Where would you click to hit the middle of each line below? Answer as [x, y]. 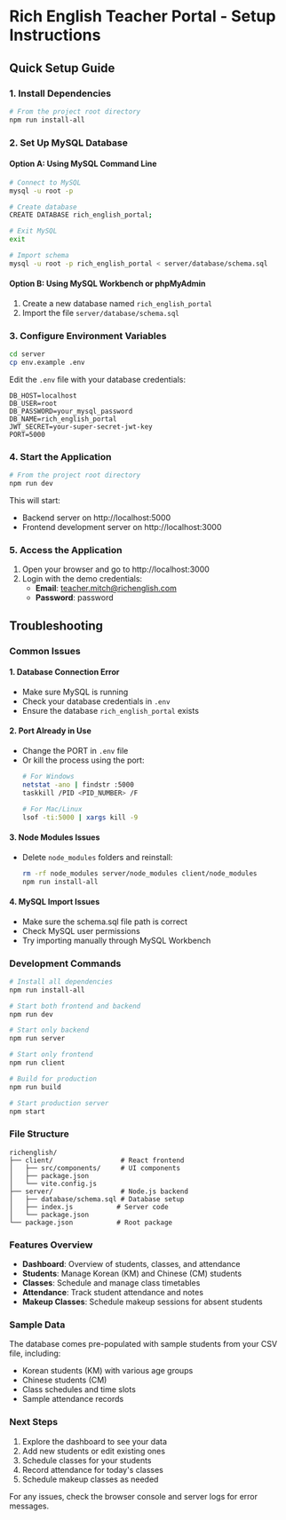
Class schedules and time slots [79, 1389]
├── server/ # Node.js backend [99, 1191]
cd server [28, 354]
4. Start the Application [60, 456]
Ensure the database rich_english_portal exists [111, 710]
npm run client [37, 1063]
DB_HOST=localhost [43, 396]
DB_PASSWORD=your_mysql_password [71, 411]
